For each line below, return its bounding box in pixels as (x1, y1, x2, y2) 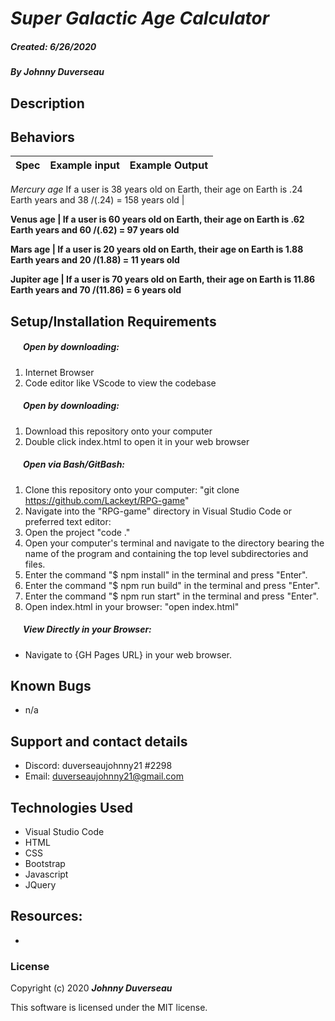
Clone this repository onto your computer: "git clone (24, 483, 240, 496)
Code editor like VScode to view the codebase (24, 377, 217, 389)
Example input (49, 158, 120, 172)
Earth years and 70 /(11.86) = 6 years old (10, 284, 182, 296)
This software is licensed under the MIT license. (10, 1002, 208, 1014)
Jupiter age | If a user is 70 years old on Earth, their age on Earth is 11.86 (10, 273, 316, 286)
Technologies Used (10, 799, 133, 816)
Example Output (129, 158, 208, 172)
